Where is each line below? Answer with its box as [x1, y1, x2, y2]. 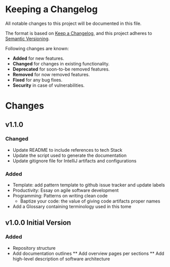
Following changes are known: [5, 45, 70, 51]
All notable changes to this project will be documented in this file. [5, 20, 142, 26]
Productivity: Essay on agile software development [12, 187, 119, 193]
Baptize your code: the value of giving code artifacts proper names [20, 198, 161, 204]
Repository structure [12, 245, 56, 251]
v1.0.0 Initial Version [5, 218, 71, 227]
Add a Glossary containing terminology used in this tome [12, 204, 131, 210]
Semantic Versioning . [5, 36, 50, 42]
